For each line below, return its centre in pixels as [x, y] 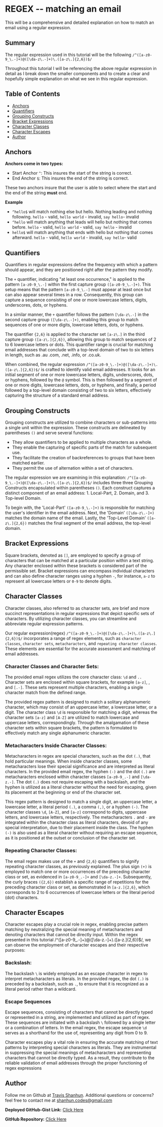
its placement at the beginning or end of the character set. [63, 792]
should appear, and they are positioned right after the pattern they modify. [79, 270]
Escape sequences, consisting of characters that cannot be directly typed [79, 1012]
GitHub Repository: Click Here [36, 1119]
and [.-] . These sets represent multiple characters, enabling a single [74, 687]
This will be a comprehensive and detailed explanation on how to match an [80, 22]
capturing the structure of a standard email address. [57, 396]
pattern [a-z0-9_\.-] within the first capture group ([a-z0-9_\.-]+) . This [78, 284]
